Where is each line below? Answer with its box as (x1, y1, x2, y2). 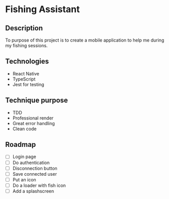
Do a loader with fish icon (12, 182, 66, 188)
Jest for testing (12, 81, 44, 87)
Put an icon (12, 176, 36, 183)
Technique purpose (5, 96, 68, 105)
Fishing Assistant (5, 4, 80, 15)
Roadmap (5, 140, 36, 149)
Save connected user (12, 171, 57, 177)
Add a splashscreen (12, 188, 54, 194)
